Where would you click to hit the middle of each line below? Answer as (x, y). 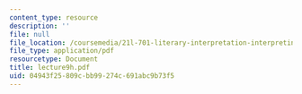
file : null (30, 34)
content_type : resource (54, 17)
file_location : (38, 43)
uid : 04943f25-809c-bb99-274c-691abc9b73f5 (92, 76)
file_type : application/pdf (62, 51)
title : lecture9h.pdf (50, 68)
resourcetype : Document (54, 59)
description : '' (40, 26)
